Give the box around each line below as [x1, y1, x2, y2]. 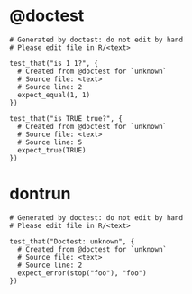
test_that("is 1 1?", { [9, 59, 99, 68]
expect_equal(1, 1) [17, 90, 91, 99]
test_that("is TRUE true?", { [9, 114, 123, 123]
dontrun [9, 184, 71, 204]
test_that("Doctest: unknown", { [9, 236, 135, 246]
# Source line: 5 [17, 137, 83, 147]
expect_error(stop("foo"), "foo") [17, 268, 147, 278]
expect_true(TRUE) [17, 145, 87, 154]
